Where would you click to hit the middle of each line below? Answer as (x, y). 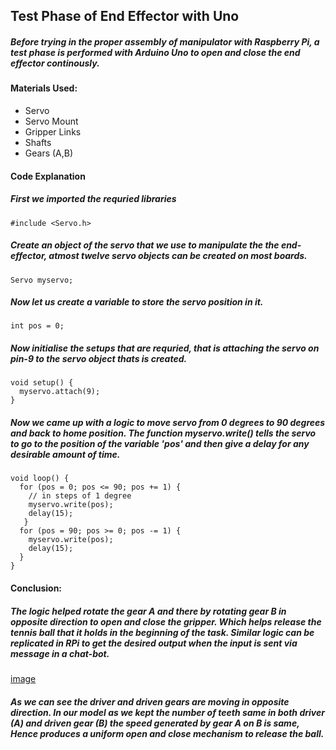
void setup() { (42, 383)
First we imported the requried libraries (93, 199)
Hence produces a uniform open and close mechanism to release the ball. (167, 733)
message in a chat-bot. (60, 653)
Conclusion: (36, 588)
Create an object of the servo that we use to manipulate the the (145, 245)
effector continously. (55, 63)
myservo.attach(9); (60, 392)
